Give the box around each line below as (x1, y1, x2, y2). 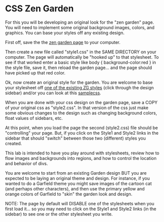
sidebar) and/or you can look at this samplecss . (5, 90, 102, 96)
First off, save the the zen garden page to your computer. (5, 39, 121, 45)
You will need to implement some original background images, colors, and (5, 24, 155, 30)
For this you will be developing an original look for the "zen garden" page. (5, 19, 154, 25)
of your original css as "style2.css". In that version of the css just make (5, 105, 149, 111)
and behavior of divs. (5, 160, 48, 166)
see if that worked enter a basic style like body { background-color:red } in (5, 59, 156, 65)
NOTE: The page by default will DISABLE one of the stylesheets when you (5, 200, 155, 206)
